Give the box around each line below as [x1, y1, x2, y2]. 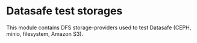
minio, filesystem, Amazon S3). [6, 30, 83, 37]
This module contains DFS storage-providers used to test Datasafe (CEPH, [6, 24, 192, 31]
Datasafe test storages [6, 4, 123, 18]
